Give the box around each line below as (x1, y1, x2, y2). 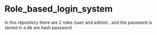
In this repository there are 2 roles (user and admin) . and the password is (4, 19, 152, 25)
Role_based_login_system (4, 3, 113, 15)
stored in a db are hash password (4, 24, 72, 30)
